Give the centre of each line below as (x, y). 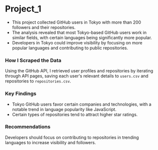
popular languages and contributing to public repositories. (70, 48)
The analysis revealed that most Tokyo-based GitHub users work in (79, 32)
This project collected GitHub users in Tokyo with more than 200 (77, 22)
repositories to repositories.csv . (38, 81)
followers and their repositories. (44, 27)
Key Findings (21, 94)
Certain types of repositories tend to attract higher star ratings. (75, 114)
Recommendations (28, 127)
